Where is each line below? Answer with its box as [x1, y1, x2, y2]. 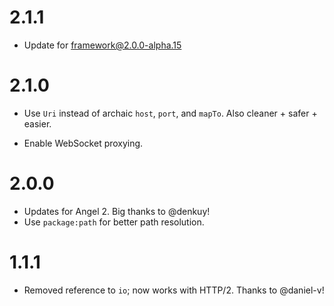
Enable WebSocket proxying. [23, 137, 144, 149]
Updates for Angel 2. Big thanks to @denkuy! [23, 205, 211, 217]
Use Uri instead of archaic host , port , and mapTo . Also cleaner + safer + [23, 107, 318, 119]
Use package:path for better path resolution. [23, 216, 205, 228]
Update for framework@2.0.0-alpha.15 [23, 39, 182, 51]
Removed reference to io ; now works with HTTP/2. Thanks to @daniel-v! [23, 284, 325, 296]
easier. [23, 117, 52, 130]
